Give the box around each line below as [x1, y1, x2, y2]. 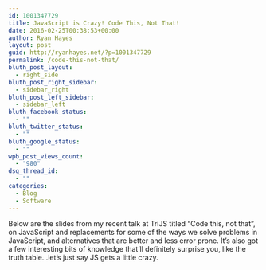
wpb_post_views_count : [8, 152, 84, 160]
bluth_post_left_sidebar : [8, 93, 94, 101]
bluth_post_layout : [8, 64, 73, 72]
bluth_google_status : [8, 137, 80, 146]
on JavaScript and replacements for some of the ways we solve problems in [8, 227, 258, 237]
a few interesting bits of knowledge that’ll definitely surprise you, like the [8, 244, 247, 253]
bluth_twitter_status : [8, 123, 84, 131]
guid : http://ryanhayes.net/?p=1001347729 [8, 49, 151, 57]
